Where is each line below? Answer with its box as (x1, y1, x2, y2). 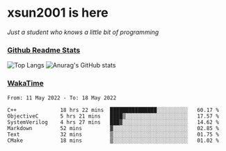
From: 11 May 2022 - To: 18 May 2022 (7, 94, 117, 102)
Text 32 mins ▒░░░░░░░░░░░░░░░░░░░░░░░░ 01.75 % (7, 131, 219, 138)
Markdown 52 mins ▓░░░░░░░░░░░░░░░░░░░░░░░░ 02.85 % (7, 125, 219, 132)
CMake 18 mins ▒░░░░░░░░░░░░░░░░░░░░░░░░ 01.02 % (7, 137, 219, 144)
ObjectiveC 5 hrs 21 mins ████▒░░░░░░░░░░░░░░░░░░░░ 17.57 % (7, 113, 219, 120)
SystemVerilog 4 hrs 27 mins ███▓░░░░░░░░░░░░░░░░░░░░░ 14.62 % (7, 118, 219, 126)
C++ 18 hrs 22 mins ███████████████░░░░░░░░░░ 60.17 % (7, 106, 219, 113)
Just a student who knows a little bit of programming (7, 28, 159, 36)
